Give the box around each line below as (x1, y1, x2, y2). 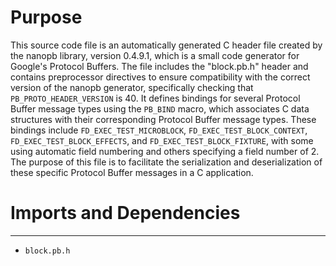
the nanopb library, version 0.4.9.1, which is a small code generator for (10, 49, 300, 61)
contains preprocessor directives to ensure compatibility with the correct (10, 71, 311, 83)
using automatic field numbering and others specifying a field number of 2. (10, 145, 320, 157)
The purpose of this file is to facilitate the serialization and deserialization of (10, 156, 323, 168)
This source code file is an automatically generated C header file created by (10, 39, 323, 51)
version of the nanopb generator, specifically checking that (10, 81, 254, 93)
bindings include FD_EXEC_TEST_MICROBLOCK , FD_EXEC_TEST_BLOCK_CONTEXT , (10, 124, 308, 136)
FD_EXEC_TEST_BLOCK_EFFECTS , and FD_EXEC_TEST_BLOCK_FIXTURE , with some (10, 134, 314, 146)
